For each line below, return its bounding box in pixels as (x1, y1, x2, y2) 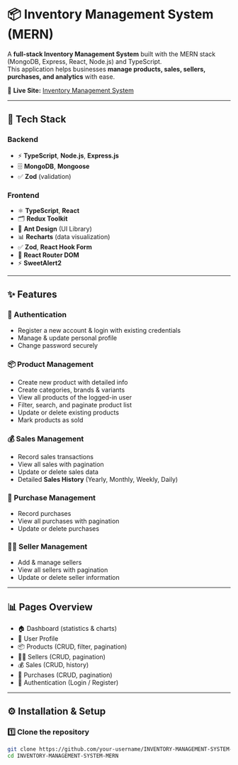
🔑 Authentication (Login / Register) (17, 678, 119, 686)
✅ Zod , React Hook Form (17, 243, 92, 251)
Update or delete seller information (17, 573, 120, 581)
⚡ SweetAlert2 (17, 258, 62, 267)
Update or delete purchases (17, 524, 100, 533)
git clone (7, 746, 37, 753)
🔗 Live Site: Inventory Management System (7, 86, 135, 94)
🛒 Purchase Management (7, 493, 96, 503)
